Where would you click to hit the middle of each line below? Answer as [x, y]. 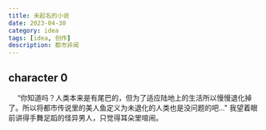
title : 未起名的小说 [39, 16]
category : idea [34, 30]
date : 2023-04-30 [37, 23]
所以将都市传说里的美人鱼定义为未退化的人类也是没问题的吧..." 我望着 [136, 108]
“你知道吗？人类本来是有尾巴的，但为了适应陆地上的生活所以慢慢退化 [131, 97]
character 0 [38, 78]
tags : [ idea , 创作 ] [40, 38]
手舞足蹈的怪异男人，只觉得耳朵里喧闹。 [96, 117]
